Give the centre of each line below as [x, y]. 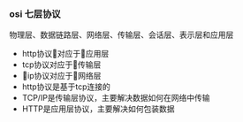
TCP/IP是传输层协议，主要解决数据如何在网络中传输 [116, 98]
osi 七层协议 [35, 13]
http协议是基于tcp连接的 [66, 87]
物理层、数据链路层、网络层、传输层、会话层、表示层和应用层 [121, 35]
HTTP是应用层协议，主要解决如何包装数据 [98, 109]
